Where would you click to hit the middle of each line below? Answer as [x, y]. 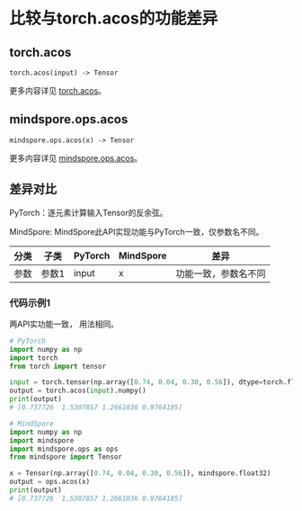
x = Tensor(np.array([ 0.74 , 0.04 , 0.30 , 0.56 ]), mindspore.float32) [140, 473]
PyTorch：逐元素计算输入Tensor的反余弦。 [89, 212]
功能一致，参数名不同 [220, 273]
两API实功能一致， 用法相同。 [64, 324]
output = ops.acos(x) [50, 482]
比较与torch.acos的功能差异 [114, 18]
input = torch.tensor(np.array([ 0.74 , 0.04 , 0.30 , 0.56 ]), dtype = [136, 382]
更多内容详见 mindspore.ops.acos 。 [76, 157]
